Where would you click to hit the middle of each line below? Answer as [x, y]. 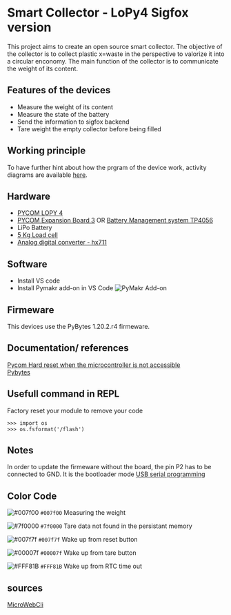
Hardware [29, 196]
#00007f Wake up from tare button [88, 553]
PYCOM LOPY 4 [40, 213]
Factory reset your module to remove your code [75, 410]
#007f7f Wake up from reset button [88, 540]
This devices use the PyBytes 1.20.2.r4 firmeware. [79, 327]
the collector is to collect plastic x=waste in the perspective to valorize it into [116, 54]
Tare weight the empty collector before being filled [89, 129]
